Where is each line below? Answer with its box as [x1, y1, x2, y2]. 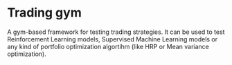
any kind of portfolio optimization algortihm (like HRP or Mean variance [7, 42, 210, 50]
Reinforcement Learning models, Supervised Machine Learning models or [7, 35, 218, 43]
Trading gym [7, 5, 82, 21]
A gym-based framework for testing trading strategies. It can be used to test [7, 28, 225, 36]
